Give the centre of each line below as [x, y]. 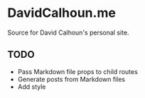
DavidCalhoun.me [61, 13]
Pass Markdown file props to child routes [78, 71]
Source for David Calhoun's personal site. [68, 32]
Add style [32, 87]
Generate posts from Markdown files [71, 79]
